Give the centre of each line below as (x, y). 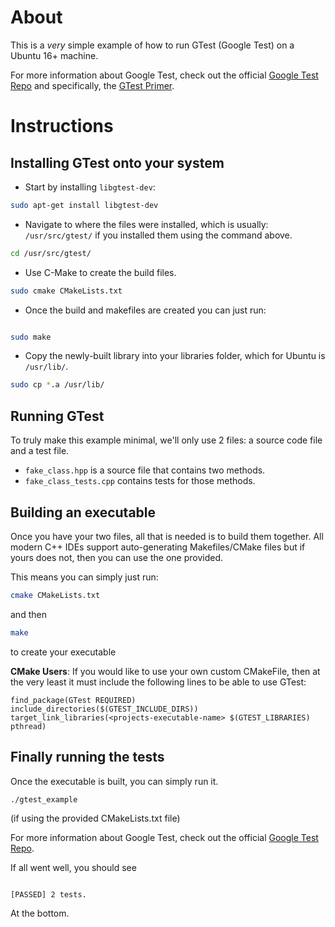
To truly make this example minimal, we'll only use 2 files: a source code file (166, 440)
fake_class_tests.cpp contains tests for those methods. (140, 481)
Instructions (62, 126)
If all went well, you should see (73, 868)
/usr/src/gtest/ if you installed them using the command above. (158, 235)
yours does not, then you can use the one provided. (116, 557)
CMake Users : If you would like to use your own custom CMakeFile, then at (165, 671)
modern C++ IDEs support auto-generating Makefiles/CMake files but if (158, 547)
